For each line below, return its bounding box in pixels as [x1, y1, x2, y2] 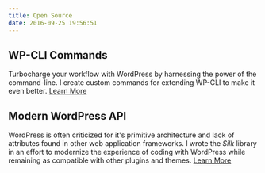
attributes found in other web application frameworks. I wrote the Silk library [8, 139, 258, 148]
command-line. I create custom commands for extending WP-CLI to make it [8, 78, 255, 87]
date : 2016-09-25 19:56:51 [8, 19, 98, 27]
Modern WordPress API [8, 109, 127, 123]
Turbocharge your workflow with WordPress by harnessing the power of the [8, 69, 257, 79]
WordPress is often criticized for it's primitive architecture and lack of [8, 130, 235, 140]
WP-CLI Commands [8, 48, 109, 62]
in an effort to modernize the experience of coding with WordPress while [8, 148, 246, 157]
